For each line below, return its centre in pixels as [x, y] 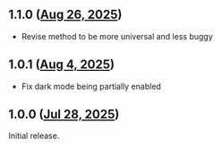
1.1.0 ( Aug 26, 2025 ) [65, 15]
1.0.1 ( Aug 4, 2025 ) [62, 65]
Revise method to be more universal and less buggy [117, 36]
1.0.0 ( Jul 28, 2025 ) [64, 114]
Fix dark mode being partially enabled [91, 86]
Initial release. [34, 136]
